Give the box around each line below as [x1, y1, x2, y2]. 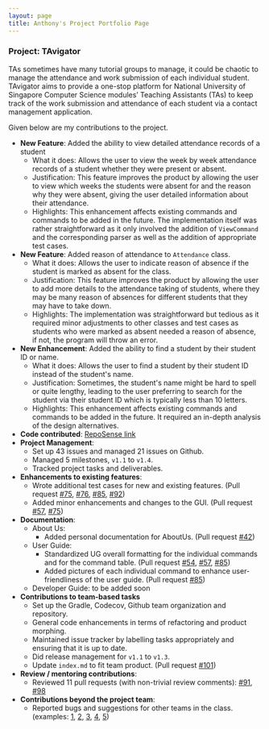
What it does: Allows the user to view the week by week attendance [31, 155, 257, 165]
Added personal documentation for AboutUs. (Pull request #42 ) [43, 532, 255, 541]
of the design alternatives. [31, 420, 119, 430]
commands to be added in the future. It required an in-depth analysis [31, 412, 262, 421]
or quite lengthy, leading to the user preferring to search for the [31, 386, 243, 396]
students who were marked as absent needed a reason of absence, [31, 326, 256, 336]
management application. [8, 106, 93, 117]
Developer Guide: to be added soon [31, 583, 151, 593]
